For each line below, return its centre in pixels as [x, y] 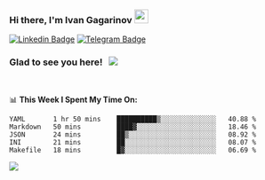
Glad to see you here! [56, 62]
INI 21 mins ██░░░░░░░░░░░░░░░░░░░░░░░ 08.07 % [132, 142]
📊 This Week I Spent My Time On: [73, 99]
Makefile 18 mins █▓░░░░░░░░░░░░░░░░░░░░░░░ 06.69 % [132, 150]
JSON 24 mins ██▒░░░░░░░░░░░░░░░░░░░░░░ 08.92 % [132, 134]
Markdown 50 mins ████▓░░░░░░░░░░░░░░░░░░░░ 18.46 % [132, 127]
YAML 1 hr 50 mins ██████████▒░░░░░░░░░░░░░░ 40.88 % [132, 119]
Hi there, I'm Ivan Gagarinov [71, 20]
